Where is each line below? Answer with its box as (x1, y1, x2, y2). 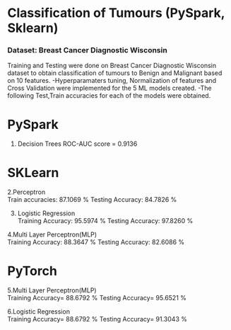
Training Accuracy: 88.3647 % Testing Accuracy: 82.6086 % (7, 238, 185, 246)
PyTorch (7, 263, 58, 279)
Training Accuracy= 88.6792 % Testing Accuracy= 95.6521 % (7, 294, 187, 302)
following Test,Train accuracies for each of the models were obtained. (7, 91, 211, 100)
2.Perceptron (7, 188, 46, 196)
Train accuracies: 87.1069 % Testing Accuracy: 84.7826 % (7, 195, 177, 204)
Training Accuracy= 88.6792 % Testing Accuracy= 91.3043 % (7, 315, 187, 324)
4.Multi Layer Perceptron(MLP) (7, 230, 97, 239)
